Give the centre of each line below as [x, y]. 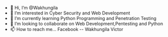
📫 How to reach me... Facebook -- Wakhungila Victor [67, 29]
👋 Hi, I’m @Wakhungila [34, 8]
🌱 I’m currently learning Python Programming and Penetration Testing [83, 18]
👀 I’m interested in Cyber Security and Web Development [70, 13]
